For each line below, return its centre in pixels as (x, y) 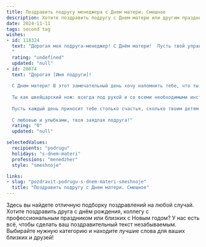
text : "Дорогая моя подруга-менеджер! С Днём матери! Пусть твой (98, 46)
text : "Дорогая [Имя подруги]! (52, 75)
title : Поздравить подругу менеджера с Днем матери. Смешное (86, 12)
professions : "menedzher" (45, 160)
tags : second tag (29, 29)
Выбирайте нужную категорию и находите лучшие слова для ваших (96, 231)
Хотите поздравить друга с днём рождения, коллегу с (78, 211)
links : (15, 176)
